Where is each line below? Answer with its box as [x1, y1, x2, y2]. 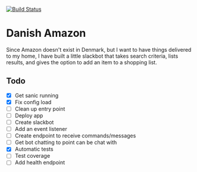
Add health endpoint [14, 159, 65, 166]
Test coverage [14, 152, 51, 160]
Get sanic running [14, 92, 59, 99]
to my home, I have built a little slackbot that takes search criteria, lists [6, 52, 179, 60]
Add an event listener [14, 126, 67, 133]
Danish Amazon [6, 27, 86, 40]
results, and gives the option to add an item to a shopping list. [6, 58, 158, 65]
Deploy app [14, 112, 43, 119]
